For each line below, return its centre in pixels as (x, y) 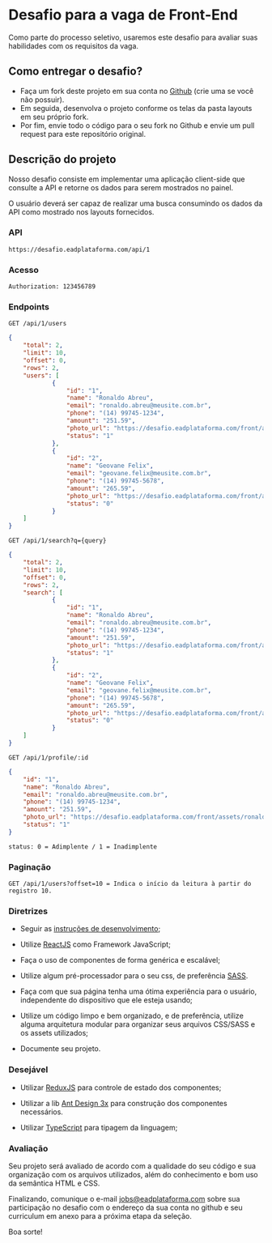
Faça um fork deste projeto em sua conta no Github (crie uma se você (137, 91)
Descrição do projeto (62, 160)
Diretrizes (28, 911)
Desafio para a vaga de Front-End (123, 15)
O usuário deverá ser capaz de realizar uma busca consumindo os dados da (136, 203)
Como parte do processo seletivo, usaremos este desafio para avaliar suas (133, 37)
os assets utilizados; (54, 1033)
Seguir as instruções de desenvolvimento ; (90, 929)
